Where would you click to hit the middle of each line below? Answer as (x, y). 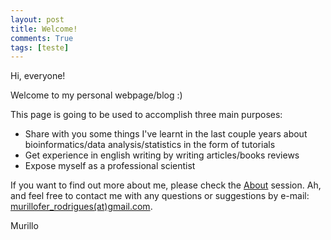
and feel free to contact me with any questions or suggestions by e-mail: (160, 196)
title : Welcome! (44, 29)
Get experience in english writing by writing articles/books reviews (162, 155)
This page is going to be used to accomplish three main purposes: (146, 115)
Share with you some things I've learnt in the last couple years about (166, 134)
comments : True (42, 38)
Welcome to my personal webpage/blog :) (96, 95)
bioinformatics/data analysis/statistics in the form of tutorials (150, 145)
